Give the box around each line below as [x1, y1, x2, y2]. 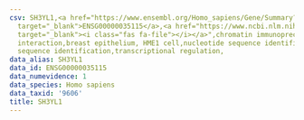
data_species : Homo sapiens [9, 80, 116, 89]
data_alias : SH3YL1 [9, 55, 83, 64]
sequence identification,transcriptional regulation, [17, 47, 224, 56]
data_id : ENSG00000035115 [9, 64, 107, 73]
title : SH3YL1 [9, 97, 63, 106]
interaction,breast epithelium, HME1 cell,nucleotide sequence [17, 38, 261, 48]
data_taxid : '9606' [9, 88, 83, 97]
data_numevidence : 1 [9, 72, 88, 81]
